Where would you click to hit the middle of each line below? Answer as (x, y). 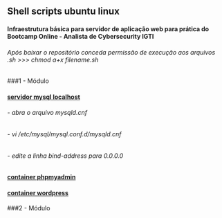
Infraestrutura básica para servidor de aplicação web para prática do (108, 29)
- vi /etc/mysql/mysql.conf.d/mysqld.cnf (64, 134)
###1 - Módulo (28, 81)
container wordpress (38, 192)
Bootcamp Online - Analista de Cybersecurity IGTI (81, 36)
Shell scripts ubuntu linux (63, 11)
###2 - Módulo (29, 208)
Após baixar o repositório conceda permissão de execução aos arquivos (111, 52)
